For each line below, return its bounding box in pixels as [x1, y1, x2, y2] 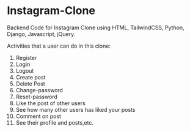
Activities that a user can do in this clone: [7, 42, 111, 50]
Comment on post [15, 112, 62, 120]
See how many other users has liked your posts [15, 106, 136, 113]
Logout [15, 67, 34, 74]
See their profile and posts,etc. [15, 119, 94, 126]
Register [15, 54, 37, 61]
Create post [15, 73, 46, 81]
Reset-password [15, 93, 57, 100]
